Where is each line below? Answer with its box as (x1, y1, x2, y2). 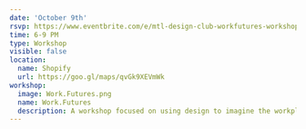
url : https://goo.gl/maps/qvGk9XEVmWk (17, 73, 166, 82)
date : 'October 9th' (9, 13, 88, 23)
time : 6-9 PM (9, 30, 59, 39)
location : (9, 55, 47, 64)
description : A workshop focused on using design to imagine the (17, 106, 271, 115)
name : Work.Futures (17, 97, 92, 107)
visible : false (9, 47, 67, 56)
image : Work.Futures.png (17, 89, 112, 98)
